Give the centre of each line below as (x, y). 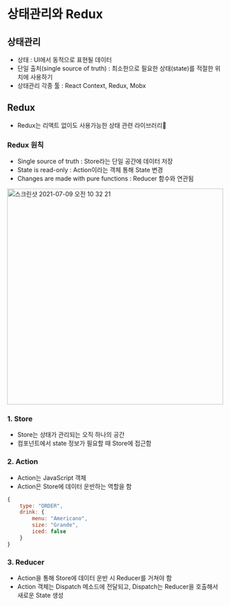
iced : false (49, 532)
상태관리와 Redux (55, 14)
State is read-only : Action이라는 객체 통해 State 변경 (90, 170)
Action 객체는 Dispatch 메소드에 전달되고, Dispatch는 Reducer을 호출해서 (118, 587)
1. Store (20, 419)
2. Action (23, 462)
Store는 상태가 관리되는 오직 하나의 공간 (71, 435)
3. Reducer (26, 562)
